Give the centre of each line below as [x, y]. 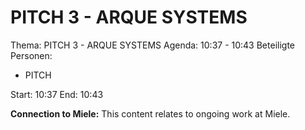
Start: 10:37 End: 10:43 [57, 94]
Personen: [31, 55]
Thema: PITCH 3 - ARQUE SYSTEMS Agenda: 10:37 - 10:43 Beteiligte [152, 45]
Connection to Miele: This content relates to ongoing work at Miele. [150, 113]
